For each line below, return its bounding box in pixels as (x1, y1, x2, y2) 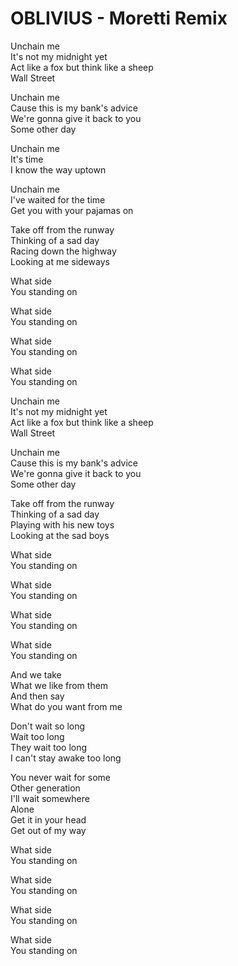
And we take (10, 668, 62, 681)
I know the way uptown (10, 163, 107, 176)
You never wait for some (10, 771, 111, 783)
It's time (10, 153, 44, 165)
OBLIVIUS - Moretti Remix (10, 7, 228, 30)
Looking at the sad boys (10, 529, 110, 541)
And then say (10, 690, 65, 702)
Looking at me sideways (10, 255, 110, 267)
